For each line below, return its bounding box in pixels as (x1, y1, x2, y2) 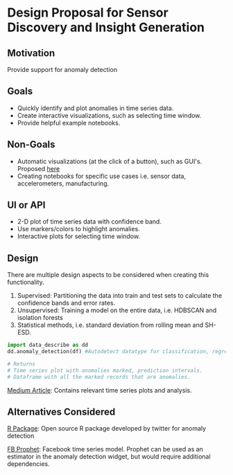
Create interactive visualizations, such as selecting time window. (17, 111, 202, 119)
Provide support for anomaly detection (7, 66, 118, 73)
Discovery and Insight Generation (7, 19, 205, 35)
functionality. (7, 278, 45, 287)
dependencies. (7, 460, 50, 468)
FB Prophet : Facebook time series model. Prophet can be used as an (7, 445, 203, 454)
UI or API (7, 199, 46, 211)
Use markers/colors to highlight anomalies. (17, 225, 140, 233)
